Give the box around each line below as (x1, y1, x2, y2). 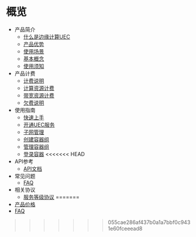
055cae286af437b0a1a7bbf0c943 (108, 218, 191, 226)
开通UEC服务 (23, 121, 55, 128)
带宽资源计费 (23, 92, 54, 99)
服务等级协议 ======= (23, 193, 80, 200)
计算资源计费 (23, 84, 54, 92)
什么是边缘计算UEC (23, 33, 70, 40)
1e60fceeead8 (108, 225, 143, 232)
